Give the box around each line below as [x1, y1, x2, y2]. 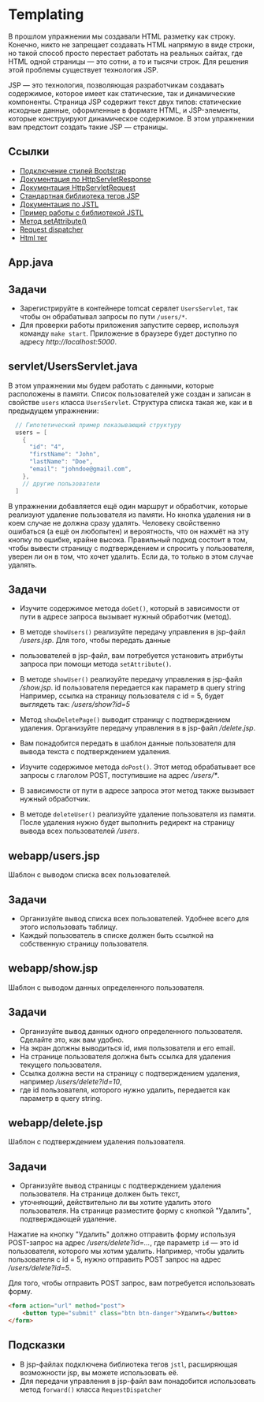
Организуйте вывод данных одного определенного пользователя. [19, 1026, 243, 1036]
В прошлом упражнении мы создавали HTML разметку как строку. [8, 32, 236, 41]
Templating [8, 6, 84, 24]
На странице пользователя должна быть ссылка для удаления [19, 1051, 231, 1061]
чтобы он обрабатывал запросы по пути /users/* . [19, 311, 188, 321]
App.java [8, 256, 54, 270]
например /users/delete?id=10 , [19, 1077, 122, 1086]
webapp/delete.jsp [8, 1116, 103, 1129]
